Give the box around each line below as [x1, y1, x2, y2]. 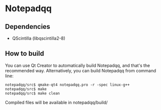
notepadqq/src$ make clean [5, 91, 60, 96]
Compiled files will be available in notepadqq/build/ [5, 99, 108, 105]
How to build [5, 49, 44, 58]
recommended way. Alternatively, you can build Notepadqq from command [5, 67, 156, 73]
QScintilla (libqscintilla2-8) [12, 35, 66, 41]
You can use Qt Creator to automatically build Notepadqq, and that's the [5, 62, 150, 68]
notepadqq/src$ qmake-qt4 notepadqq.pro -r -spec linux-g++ [5, 82, 130, 87]
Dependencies [5, 22, 50, 31]
